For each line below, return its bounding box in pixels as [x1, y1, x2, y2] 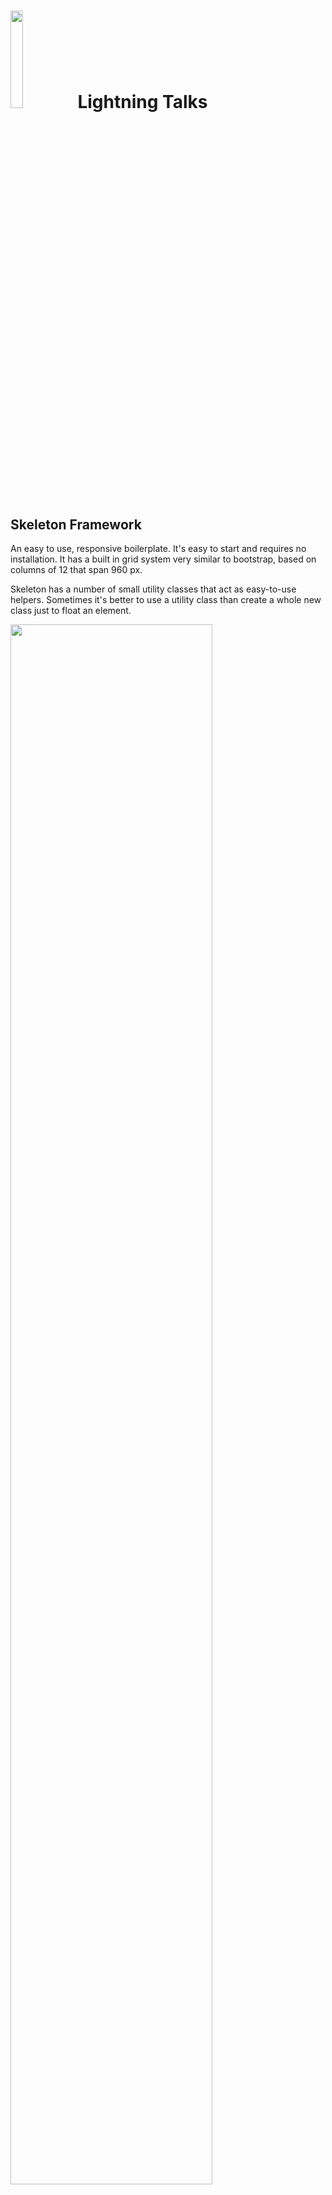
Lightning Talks [77, 91, 208, 114]
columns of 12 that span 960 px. [10, 564, 143, 575]
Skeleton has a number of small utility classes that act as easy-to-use [10, 583, 297, 595]
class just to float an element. [10, 605, 132, 616]
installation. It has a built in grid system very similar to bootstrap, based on [10, 553, 317, 565]
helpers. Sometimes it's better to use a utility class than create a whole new [10, 594, 322, 605]
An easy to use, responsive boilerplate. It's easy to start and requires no [10, 543, 307, 554]
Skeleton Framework [10, 516, 142, 533]
